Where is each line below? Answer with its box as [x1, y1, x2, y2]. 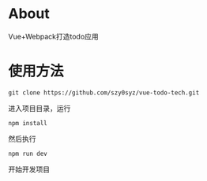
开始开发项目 [8, 164, 50, 174]
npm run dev [8, 150, 47, 157]
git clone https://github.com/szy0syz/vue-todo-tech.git [8, 88, 200, 97]
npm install [8, 119, 47, 127]
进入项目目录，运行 [8, 103, 71, 113]
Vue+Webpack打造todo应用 [8, 31, 99, 41]
